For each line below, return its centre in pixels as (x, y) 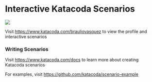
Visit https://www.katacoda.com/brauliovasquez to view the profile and (76, 31)
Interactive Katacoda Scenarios (70, 9)
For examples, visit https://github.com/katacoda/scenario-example (72, 74)
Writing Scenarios (27, 49)
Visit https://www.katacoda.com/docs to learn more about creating (72, 60)
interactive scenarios (26, 36)
